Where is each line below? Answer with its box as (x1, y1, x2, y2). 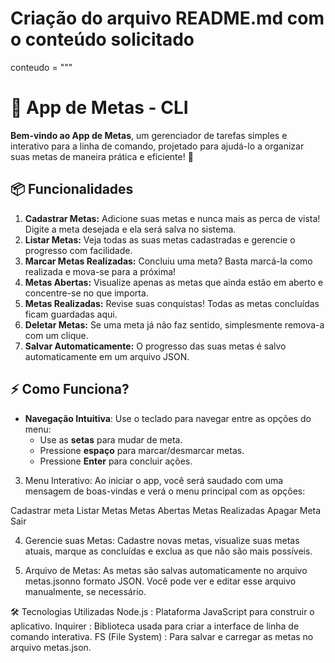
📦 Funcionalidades (10, 181, 134, 198)
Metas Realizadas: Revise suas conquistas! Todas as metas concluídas (24, 297, 320, 309)
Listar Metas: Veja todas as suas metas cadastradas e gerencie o (24, 233, 296, 246)
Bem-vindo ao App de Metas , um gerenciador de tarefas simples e (10, 129, 288, 141)
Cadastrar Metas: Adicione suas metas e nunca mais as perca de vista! (24, 212, 321, 224)
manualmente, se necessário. (24, 585, 147, 597)
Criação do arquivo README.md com (10, 7, 325, 30)
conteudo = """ (10, 61, 73, 73)
